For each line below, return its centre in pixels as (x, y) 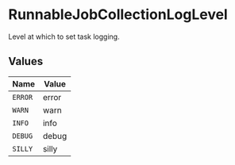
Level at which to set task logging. (64, 36)
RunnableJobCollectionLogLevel (118, 15)
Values (26, 61)
